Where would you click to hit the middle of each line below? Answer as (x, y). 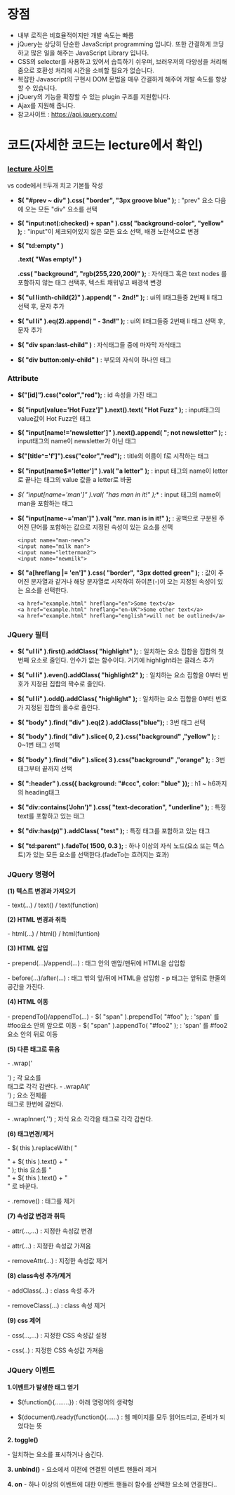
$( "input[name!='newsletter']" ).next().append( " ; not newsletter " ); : (122, 432)
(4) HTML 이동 (28, 1002)
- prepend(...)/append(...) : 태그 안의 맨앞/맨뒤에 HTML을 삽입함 (96, 963)
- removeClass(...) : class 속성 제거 (56, 1306)
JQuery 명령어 (31, 874)
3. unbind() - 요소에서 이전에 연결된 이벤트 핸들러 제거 (82, 1469)
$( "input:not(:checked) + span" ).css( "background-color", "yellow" (121, 223)
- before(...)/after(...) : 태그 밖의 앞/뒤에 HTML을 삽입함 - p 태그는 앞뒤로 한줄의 (117, 978)
